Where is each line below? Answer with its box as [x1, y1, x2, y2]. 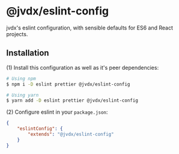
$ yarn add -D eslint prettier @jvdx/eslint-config [6, 97, 138, 103]
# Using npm [6, 75, 36, 82]
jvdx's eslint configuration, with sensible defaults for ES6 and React [6, 24, 173, 31]
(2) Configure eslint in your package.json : [6, 108, 108, 115]
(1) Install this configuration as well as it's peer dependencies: [6, 64, 159, 71]
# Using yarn [6, 92, 39, 98]
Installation [6, 48, 49, 58]
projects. [6, 30, 28, 37]
